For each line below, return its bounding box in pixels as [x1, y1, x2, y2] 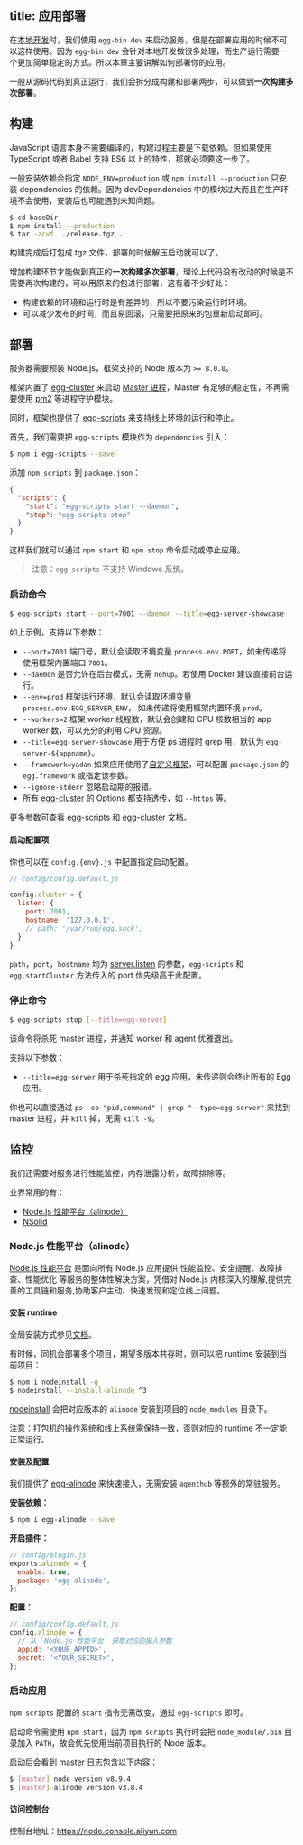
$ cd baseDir [9, 213, 59, 222]
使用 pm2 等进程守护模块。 [16, 394, 118, 404]
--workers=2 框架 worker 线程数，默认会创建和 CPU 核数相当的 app [22, 714, 272, 725]
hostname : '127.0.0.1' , [25, 915, 115, 925]
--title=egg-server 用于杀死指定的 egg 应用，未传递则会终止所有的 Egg [22, 1071, 291, 1081]
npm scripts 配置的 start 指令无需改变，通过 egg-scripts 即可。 [9, 1707, 248, 1718]
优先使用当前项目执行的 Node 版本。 [75, 1737, 211, 1748]
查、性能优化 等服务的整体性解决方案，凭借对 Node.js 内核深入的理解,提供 [9, 1274, 284, 1284]
